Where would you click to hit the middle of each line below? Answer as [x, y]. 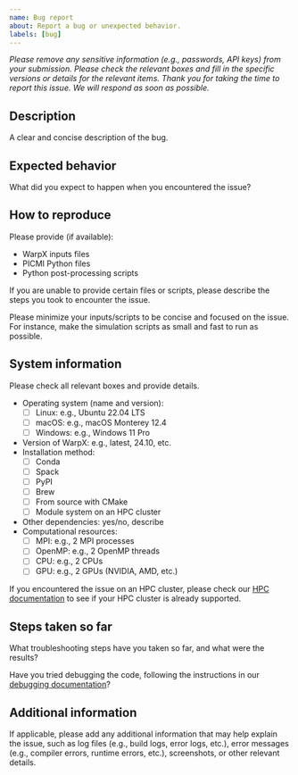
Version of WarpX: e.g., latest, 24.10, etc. [97, 442]
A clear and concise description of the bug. [89, 137]
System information [66, 364]
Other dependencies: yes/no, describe [93, 522]
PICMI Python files [56, 263]
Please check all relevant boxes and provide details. [104, 386]
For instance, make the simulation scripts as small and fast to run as [134, 326]
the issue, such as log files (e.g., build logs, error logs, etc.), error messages [149, 744]
